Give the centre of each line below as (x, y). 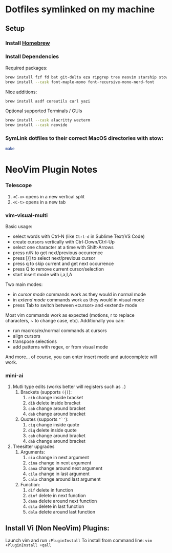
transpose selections (35, 341)
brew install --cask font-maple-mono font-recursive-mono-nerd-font (80, 82)
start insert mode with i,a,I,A (42, 275)
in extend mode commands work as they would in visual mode (78, 300)
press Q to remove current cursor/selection (58, 269)
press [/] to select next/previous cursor (54, 258)
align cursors (27, 336)
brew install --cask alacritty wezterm (48, 120)
